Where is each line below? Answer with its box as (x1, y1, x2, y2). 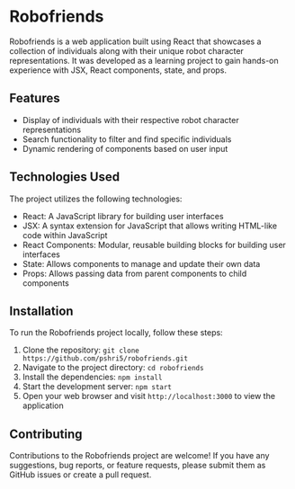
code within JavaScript (22, 229, 108, 240)
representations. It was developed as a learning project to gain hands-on (9, 55, 279, 66)
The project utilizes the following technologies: (9, 193, 183, 204)
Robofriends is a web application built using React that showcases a (9, 36, 262, 47)
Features (9, 91, 60, 106)
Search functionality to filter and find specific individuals (22, 133, 232, 145)
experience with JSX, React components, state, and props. (9, 65, 228, 76)
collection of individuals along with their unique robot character (9, 45, 245, 56)
